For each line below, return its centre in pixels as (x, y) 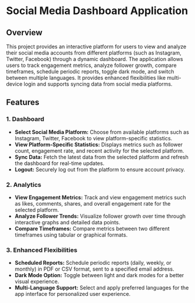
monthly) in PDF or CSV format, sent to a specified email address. (95, 269)
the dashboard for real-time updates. (60, 163)
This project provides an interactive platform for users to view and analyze (96, 46)
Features (23, 102)
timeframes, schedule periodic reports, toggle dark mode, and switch (90, 71)
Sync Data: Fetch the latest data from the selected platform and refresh (101, 157)
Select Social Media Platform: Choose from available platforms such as (102, 132)
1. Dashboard (25, 119)
